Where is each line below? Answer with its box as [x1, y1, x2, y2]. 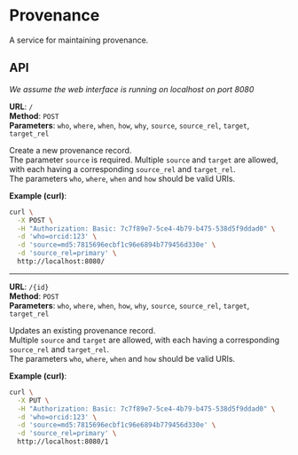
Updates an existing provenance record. [9, 325, 156, 335]
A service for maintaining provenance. [9, 35, 149, 45]
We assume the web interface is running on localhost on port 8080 [9, 83, 255, 94]
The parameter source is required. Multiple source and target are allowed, [9, 154, 278, 165]
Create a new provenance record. [9, 145, 132, 155]
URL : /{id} [9, 281, 50, 292]
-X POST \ [17, 216, 53, 224]
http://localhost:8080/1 [17, 437, 109, 446]
